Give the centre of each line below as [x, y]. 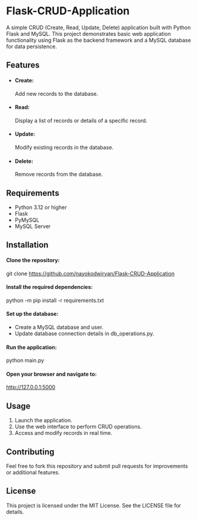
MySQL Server [33, 226]
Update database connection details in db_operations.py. [84, 333]
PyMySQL [27, 220]
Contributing [30, 452]
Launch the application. [43, 421]
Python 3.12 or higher [41, 207]
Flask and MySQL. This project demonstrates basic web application [88, 33]
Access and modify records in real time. [63, 433]
